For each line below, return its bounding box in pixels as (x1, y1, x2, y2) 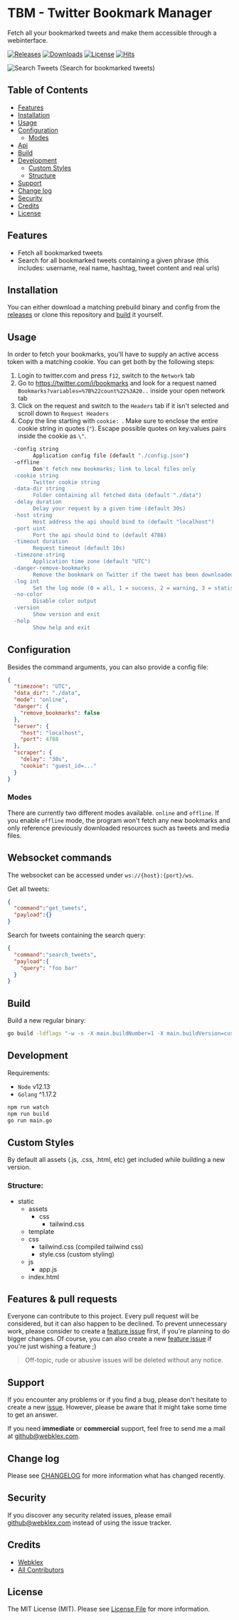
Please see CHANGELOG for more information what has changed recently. (7, 1471, 225, 1480)
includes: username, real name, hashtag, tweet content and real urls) (17, 263, 220, 272)
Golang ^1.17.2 (17, 1089, 57, 1098)
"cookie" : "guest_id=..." (20, 762, 97, 769)
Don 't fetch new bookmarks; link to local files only (33, 465, 196, 472)
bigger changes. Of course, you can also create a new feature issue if (7, 1335, 212, 1343)
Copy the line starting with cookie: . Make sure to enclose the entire (17, 417, 218, 425)
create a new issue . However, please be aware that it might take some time (7, 1403, 227, 1412)
